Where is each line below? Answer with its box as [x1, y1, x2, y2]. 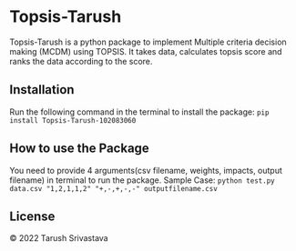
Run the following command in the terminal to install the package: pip [9, 106, 270, 117]
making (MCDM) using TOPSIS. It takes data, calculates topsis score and [9, 45, 282, 56]
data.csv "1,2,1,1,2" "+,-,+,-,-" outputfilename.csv [9, 184, 219, 193]
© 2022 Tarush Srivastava [9, 233, 108, 244]
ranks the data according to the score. [9, 55, 153, 66]
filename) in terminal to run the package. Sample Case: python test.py [9, 175, 275, 186]
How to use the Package [9, 141, 150, 156]
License [9, 208, 56, 224]
